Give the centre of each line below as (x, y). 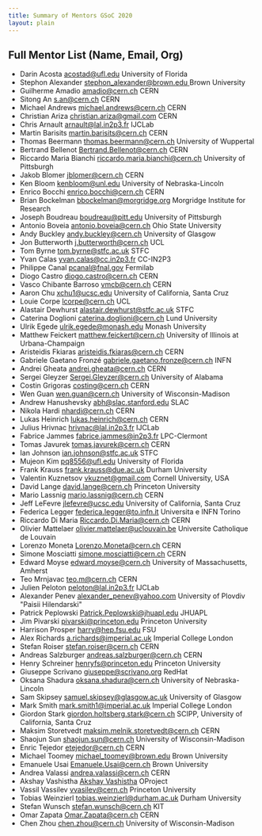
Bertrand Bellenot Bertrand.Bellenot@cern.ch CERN (104, 150)
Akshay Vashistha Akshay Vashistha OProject (93, 781)
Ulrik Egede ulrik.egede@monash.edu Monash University (113, 326)
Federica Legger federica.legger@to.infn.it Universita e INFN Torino (130, 512)
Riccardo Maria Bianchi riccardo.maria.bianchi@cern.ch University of (132, 158)
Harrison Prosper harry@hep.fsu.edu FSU (88, 630)
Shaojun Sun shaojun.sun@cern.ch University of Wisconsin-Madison (132, 739)
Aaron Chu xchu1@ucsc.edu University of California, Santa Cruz (124, 293)
